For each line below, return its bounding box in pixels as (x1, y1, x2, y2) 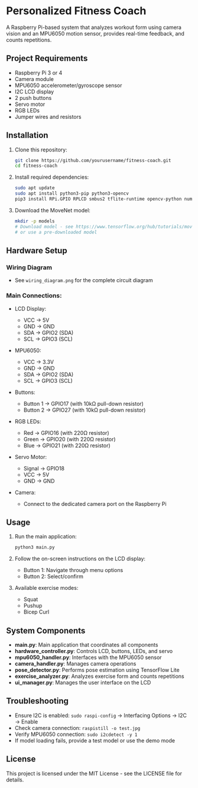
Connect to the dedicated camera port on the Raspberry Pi (23, 500, 167, 507)
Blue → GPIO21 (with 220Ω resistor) (23, 442, 111, 449)
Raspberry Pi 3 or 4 (14, 69, 63, 76)
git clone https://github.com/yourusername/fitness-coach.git (14, 157, 171, 163)
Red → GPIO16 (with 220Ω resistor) (23, 429, 109, 436)
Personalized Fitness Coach (6, 4, 147, 18)
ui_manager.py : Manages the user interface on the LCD (14, 679, 151, 686)
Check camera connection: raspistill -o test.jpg (14, 724, 141, 731)
